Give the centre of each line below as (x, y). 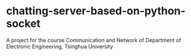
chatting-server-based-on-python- (96, 11)
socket (23, 24)
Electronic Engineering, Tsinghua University (60, 46)
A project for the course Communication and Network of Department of (94, 40)
